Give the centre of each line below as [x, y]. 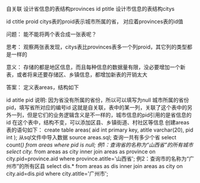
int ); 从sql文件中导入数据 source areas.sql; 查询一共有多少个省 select [91, 137]
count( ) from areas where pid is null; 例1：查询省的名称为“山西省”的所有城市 [100, 145]
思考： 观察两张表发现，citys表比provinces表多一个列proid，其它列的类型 [97, 47]
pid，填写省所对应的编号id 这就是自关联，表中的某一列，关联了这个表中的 [97, 107]
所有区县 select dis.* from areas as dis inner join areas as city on [104, 166]
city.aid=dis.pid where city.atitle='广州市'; [57, 173]
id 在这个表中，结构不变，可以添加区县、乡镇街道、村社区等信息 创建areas [98, 122]
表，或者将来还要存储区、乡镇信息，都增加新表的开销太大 [77, 74]
